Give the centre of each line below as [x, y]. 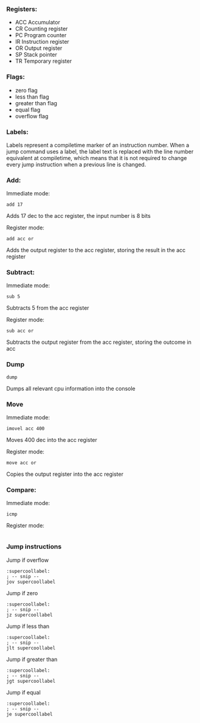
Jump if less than [28, 626]
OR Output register [39, 48]
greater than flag [36, 103]
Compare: [21, 490]
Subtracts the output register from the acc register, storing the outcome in [99, 342]
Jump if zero [22, 593]
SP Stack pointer [36, 55]
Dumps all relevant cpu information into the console [71, 388]
